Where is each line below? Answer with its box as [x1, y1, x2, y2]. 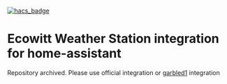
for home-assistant [7, 46, 122, 62]
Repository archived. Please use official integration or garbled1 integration [7, 68, 220, 76]
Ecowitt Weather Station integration [7, 31, 219, 47]
